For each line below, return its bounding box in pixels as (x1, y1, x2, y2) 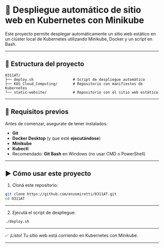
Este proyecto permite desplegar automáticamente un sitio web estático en (5, 31, 156, 37)
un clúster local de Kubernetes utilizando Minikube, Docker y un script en (5, 36, 153, 42)
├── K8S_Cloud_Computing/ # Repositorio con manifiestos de (5, 81, 143, 86)
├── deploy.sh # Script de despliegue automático (5, 77, 145, 82)
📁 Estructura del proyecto (5, 60, 84, 68)
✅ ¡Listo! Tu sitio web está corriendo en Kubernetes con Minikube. (5, 232, 138, 238)
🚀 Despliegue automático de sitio (5, 4, 142, 16)
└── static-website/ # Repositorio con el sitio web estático (5, 90, 159, 95)
